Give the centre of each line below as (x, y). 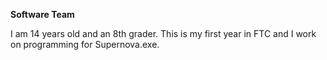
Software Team (42, 14)
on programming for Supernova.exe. (85, 44)
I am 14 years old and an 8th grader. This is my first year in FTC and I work (163, 33)
